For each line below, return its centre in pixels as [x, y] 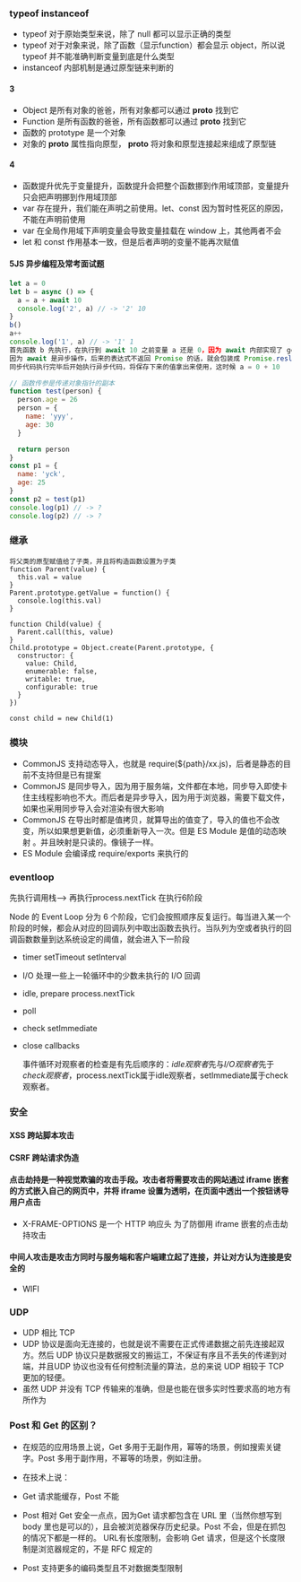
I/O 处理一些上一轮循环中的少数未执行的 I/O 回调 [111, 976]
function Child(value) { [56, 624]
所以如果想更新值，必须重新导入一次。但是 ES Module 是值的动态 [159, 831]
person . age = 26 [47, 400]
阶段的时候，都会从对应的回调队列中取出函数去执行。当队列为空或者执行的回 [150, 928]
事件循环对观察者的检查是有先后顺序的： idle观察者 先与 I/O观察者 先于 [148, 1065]
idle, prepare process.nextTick [78, 994]
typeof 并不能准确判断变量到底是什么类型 [98, 56]
